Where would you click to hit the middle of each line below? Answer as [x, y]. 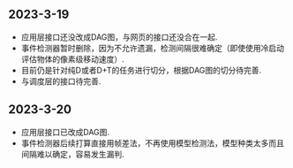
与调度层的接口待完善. [61, 81]
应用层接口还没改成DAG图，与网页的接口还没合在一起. [119, 37]
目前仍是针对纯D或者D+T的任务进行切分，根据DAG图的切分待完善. [141, 70]
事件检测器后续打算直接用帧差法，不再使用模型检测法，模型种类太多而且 [152, 143]
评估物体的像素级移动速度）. [72, 59]
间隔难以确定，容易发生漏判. [72, 154]
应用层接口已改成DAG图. [65, 132]
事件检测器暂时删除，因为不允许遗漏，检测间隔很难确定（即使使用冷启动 [152, 48]
